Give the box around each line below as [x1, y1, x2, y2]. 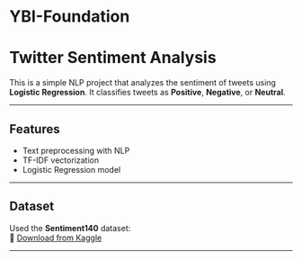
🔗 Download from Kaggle [9, 232, 102, 243]
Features [9, 121, 60, 137]
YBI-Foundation [9, 6, 130, 27]
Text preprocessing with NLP [22, 145, 130, 156]
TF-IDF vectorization [22, 155, 100, 166]
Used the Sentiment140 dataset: [9, 222, 131, 233]
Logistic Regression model [22, 164, 121, 175]
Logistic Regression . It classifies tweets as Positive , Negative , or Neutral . [9, 87, 286, 98]
